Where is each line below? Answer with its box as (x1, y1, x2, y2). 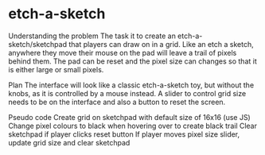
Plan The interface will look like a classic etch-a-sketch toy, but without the (8, 80, 255, 90)
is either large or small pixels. (8, 64, 104, 74)
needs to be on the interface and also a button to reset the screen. (8, 97, 226, 107)
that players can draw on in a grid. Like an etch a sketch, (68, 39, 254, 48)
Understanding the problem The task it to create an (8, 31, 177, 41)
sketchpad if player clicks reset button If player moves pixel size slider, (8, 129, 240, 139)
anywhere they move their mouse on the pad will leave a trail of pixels (8, 48, 237, 57)
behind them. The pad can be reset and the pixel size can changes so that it (8, 56, 257, 66)
